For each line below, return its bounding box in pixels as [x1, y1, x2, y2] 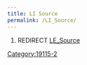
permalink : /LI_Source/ [7, 17, 77, 24]
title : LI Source [7, 10, 58, 17]
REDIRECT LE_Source [17, 36, 81, 44]
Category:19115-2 [7, 50, 58, 58]
